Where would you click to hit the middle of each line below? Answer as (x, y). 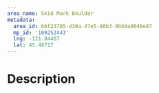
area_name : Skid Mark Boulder (51, 13)
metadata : (21, 20)
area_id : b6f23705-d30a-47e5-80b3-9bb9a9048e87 (83, 26)
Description (41, 79)
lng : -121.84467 (36, 39)
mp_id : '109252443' (41, 32)
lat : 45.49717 (33, 45)
